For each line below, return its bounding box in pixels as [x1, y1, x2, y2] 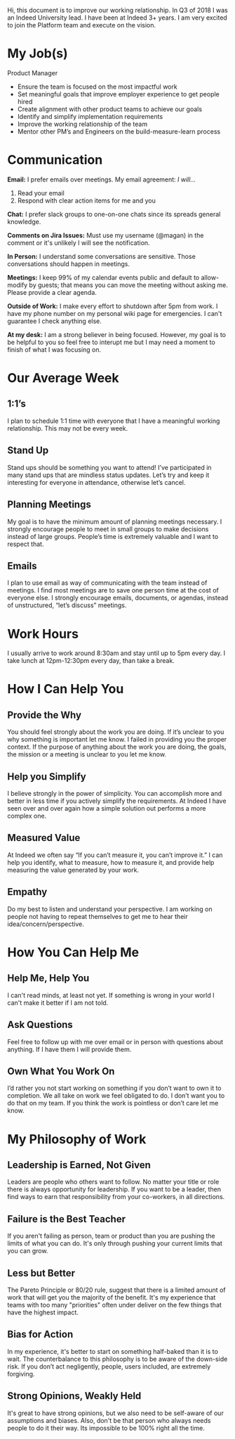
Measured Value [7, 832, 81, 844]
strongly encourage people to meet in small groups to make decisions [7, 524, 209, 533]
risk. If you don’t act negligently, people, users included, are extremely [7, 1362, 211, 1371]
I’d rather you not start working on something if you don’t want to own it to [7, 1084, 222, 1093]
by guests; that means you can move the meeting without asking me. [29, 281, 228, 289]
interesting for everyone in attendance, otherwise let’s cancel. [7, 478, 186, 486]
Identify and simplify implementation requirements [17, 112, 163, 120]
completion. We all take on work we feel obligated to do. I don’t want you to [7, 1091, 225, 1100]
